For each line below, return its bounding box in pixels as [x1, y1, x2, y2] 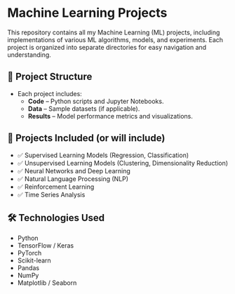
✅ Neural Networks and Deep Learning [17, 166, 131, 175]
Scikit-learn [17, 256, 51, 265]
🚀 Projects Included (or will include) [7, 132, 166, 145]
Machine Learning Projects [7, 5, 168, 21]
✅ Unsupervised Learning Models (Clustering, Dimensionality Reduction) [17, 159, 229, 167]
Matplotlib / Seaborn [17, 279, 77, 287]
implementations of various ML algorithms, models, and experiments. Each [7, 35, 223, 44]
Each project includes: [17, 89, 82, 98]
